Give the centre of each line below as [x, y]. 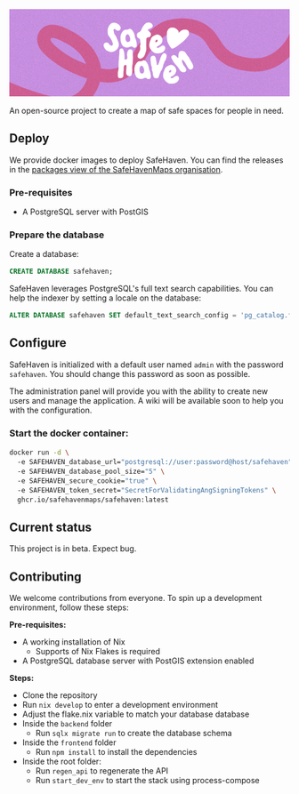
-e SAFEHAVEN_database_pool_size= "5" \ [91, 471]
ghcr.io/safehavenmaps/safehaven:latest [93, 500]
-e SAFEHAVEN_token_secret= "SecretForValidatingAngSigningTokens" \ [147, 490]
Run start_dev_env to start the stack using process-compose [147, 780]
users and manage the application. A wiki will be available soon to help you [146, 400]
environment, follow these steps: [69, 607]
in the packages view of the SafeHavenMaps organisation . [116, 169]
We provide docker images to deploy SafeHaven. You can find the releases [146, 160]
